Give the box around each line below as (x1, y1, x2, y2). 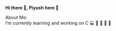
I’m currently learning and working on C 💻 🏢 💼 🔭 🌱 (5, 20, 111, 26)
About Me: (5, 14, 28, 20)
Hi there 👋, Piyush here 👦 (5, 5, 59, 10)
